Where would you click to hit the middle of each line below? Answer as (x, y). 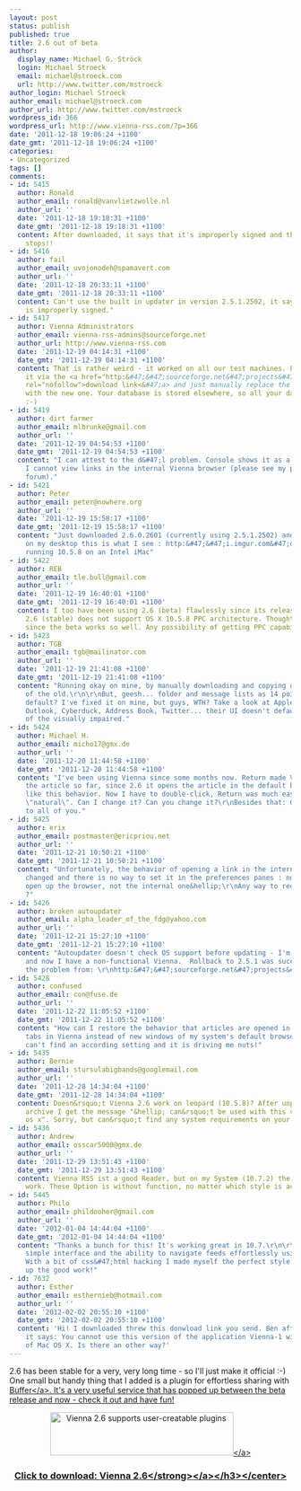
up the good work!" (62, 1270)
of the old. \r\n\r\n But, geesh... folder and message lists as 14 (152, 694)
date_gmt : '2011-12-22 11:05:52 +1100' (92, 1019)
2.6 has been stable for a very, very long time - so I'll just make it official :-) (148, 1371)
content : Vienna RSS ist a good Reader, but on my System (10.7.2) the (154, 1178)
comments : (28, 176)
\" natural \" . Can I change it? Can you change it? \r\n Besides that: (156, 803)
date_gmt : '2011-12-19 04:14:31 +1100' (92, 360)
